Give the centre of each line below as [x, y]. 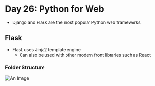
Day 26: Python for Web [55, 9]
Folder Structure [25, 67]
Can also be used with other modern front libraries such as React [85, 55]
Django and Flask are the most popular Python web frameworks [76, 22]
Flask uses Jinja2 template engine [46, 49]
